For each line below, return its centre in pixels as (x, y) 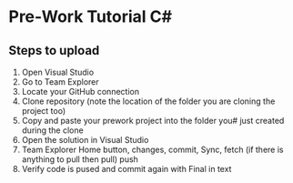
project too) (44, 111)
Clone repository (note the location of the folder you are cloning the (148, 101)
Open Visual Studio (58, 72)
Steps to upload (54, 51)
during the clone (52, 130)
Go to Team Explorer (60, 82)
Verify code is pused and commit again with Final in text (126, 169)
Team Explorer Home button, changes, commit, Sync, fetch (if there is (152, 149)
